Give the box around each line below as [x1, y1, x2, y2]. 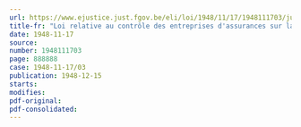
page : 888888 [9, 55, 58, 63]
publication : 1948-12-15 [9, 72, 102, 80]
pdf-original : [9, 96, 63, 106]
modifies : [9, 88, 47, 97]
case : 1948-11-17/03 [9, 63, 87, 72]
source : [9, 38, 39, 47]
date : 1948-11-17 [9, 30, 74, 38]
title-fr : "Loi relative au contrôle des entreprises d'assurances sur [9, 21, 282, 30]
